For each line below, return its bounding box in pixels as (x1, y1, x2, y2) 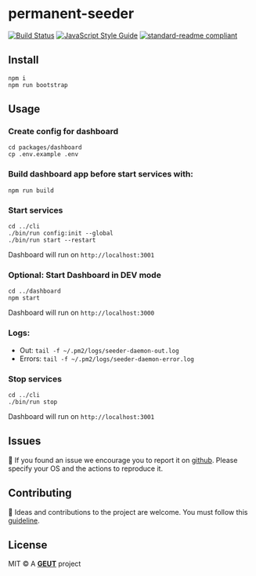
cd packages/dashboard (8, 144, 82, 151)
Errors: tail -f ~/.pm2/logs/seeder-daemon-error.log (19, 354, 194, 363)
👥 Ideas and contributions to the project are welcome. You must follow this (8, 507, 248, 516)
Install (8, 53, 39, 67)
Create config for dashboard (8, 126, 119, 137)
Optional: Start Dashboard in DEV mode (8, 269, 162, 280)
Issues (8, 435, 41, 448)
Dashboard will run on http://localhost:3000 (8, 308, 155, 318)
